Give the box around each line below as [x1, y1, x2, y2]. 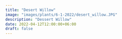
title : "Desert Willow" [5, 7, 56, 13]
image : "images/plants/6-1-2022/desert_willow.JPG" [5, 12, 117, 17]
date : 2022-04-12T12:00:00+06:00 [5, 21, 77, 27]
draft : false [5, 26, 33, 31]
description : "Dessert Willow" [5, 17, 72, 22]
